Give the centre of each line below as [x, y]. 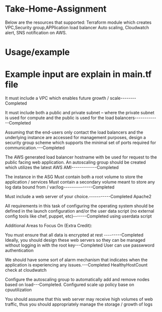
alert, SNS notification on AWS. [36, 32]
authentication [19, 250]
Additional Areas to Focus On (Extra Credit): [49, 226]
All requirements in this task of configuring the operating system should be [79, 206]
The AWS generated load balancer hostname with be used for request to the [81, 157]
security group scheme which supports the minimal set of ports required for [81, 143]
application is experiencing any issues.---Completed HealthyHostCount [76, 265]
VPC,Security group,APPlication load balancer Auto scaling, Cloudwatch [77, 27]
